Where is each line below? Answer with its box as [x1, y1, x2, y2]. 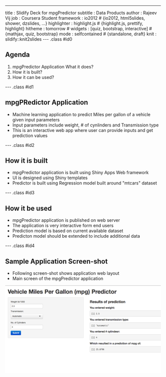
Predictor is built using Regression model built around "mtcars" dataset [12, 180, 157, 186]
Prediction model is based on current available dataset [12, 228, 124, 234]
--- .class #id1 [5, 84, 34, 90]
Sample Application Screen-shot [5, 257, 108, 265]
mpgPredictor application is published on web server [12, 217, 120, 223]
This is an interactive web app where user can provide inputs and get [12, 127, 153, 133]
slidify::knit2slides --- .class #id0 [5, 36, 73, 42]
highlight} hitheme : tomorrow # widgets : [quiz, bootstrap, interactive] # [5, 26, 152, 31]
